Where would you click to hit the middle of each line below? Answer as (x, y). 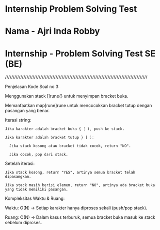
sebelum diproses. (24, 223)
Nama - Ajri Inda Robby (53, 31)
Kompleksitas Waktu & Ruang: (35, 198)
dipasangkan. (18, 177)
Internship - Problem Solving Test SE (80, 53)
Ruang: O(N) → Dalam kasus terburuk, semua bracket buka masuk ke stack (80, 217)
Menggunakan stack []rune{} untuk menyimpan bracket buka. (67, 96)
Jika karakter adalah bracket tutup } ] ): (50, 138)
